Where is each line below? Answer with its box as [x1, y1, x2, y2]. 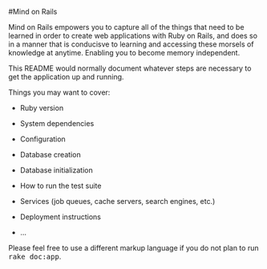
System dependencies [19, 119, 95, 128]
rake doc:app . [8, 252, 62, 261]
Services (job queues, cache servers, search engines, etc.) [19, 197, 216, 206]
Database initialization [19, 165, 94, 175]
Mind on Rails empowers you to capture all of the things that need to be [8, 22, 245, 31]
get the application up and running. [8, 72, 124, 81]
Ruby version [19, 104, 64, 112]
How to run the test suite [19, 181, 102, 190]
